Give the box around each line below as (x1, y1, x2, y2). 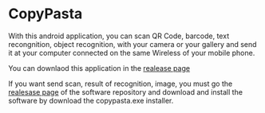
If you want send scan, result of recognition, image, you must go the (8, 79, 233, 88)
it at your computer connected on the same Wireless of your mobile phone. (8, 48, 255, 57)
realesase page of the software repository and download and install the (8, 87, 243, 96)
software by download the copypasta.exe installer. (8, 95, 174, 105)
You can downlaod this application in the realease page (8, 63, 190, 72)
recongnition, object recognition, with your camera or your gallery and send (8, 39, 257, 49)
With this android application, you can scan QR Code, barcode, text (8, 31, 230, 41)
